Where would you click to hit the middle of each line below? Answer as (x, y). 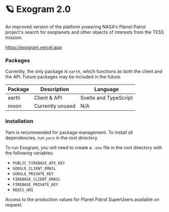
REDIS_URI (23, 190)
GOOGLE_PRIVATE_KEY (33, 174)
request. (14, 204)
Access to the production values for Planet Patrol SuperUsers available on (82, 199)
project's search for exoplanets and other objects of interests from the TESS (85, 32)
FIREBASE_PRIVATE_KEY (35, 185)
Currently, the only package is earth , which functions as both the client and (84, 71)
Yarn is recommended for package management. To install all (69, 132)
